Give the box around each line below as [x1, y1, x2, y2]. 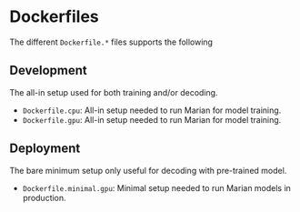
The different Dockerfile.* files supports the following [9, 36, 214, 47]
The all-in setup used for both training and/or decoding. [9, 86, 218, 97]
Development [9, 63, 88, 78]
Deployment [9, 141, 81, 156]
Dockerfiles [9, 6, 100, 27]
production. [22, 192, 66, 203]
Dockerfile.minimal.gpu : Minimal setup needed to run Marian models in [22, 182, 291, 193]
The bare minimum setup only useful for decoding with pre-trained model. [9, 165, 287, 176]
